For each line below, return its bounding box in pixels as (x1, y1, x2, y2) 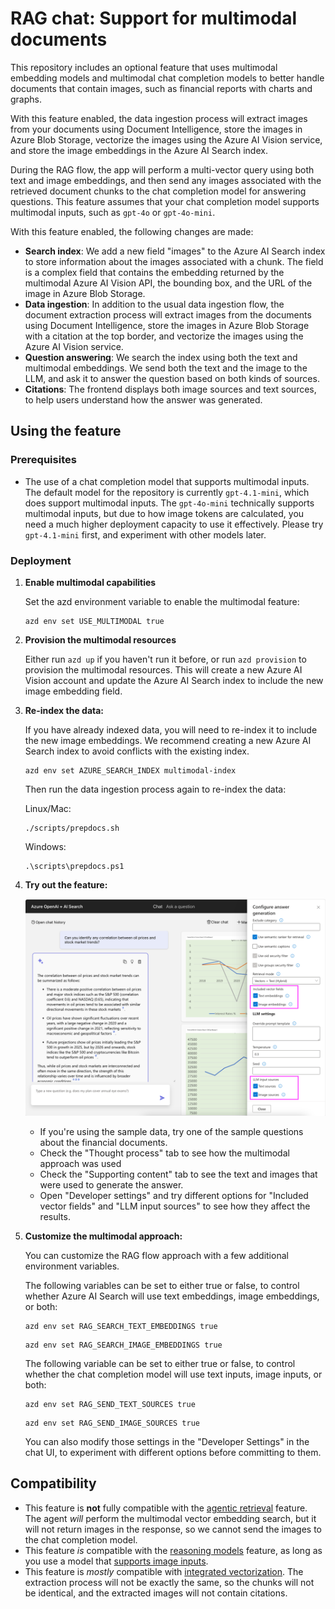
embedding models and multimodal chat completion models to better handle (10, 72, 325, 84)
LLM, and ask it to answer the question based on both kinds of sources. (24, 372, 320, 384)
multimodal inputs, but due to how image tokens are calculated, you (24, 507, 305, 519)
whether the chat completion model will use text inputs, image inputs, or (24, 1368, 323, 1380)
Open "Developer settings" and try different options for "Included (39, 1189, 309, 1201)
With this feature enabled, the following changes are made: (10, 225, 254, 237)
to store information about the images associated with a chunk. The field (24, 255, 324, 267)
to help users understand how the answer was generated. (24, 393, 263, 406)
